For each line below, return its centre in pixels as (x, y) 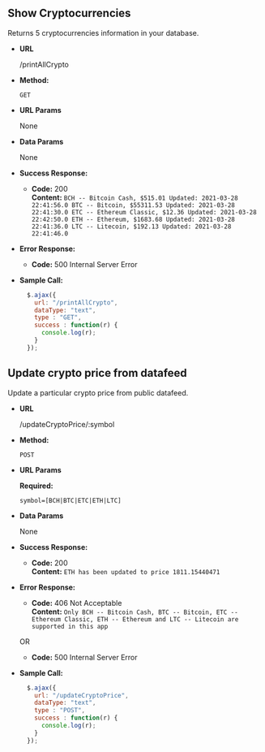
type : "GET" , (58, 318)
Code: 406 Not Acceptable (77, 603)
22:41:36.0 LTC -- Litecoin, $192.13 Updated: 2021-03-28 (131, 227)
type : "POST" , (60, 711)
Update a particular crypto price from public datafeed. (98, 392)
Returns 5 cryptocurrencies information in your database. (103, 32)
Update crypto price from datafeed (97, 373)
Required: (36, 486)
